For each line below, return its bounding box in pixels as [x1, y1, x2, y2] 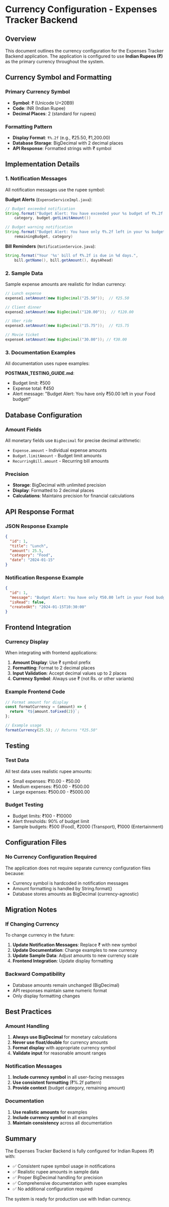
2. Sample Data [5, 269, 43, 276]
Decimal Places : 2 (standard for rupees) [12, 110, 97, 117]
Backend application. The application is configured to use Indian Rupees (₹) [5, 53, 163, 59]
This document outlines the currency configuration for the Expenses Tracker [5, 48, 164, 54]
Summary [5, 1134, 37, 1143]
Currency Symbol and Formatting [5, 73, 112, 82]
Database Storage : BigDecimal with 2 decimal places [12, 140, 123, 146]
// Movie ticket [5, 332, 39, 337]
